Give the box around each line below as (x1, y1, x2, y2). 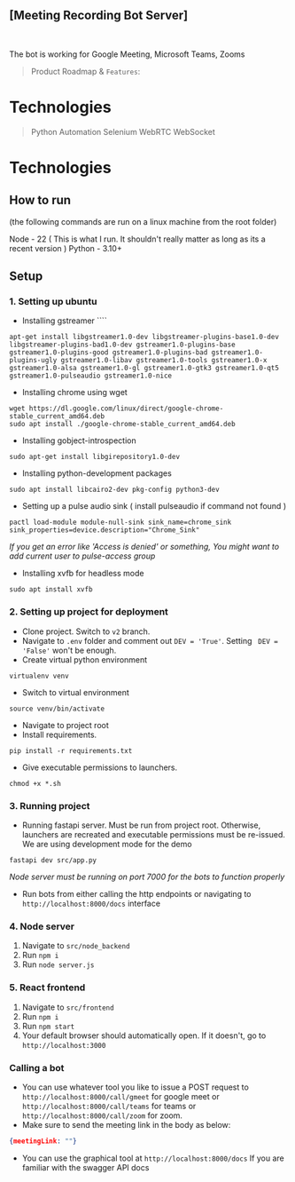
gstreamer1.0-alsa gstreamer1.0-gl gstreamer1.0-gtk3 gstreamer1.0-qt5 (9, 364, 279, 373)
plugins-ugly (9, 356, 58, 365)
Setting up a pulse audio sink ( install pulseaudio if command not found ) (21, 501, 286, 512)
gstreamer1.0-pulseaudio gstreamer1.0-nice (9, 371, 173, 381)
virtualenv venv (9, 671, 69, 680)
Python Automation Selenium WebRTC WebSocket (30, 126, 215, 137)
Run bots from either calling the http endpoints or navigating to (21, 889, 252, 900)
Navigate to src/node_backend (21, 940, 130, 951)
